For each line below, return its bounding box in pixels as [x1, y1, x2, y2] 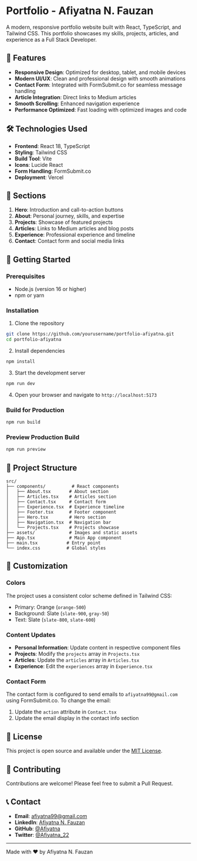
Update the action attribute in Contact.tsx [14, 708, 117, 715]
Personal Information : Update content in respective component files [14, 644, 181, 651]
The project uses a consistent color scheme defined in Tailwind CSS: [6, 592, 172, 599]
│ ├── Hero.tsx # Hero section [6, 514, 107, 521]
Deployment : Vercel [14, 173, 64, 180]
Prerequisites [6, 272, 45, 280]
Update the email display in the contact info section [14, 715, 139, 722]
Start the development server [14, 369, 86, 376]
